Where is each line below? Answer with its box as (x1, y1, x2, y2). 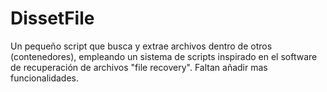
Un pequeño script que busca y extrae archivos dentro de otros (10, 40, 273, 52)
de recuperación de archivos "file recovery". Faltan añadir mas (10, 61, 268, 73)
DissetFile (10, 7, 95, 30)
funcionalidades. (10, 72, 80, 84)
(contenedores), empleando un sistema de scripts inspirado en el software (10, 50, 318, 62)
